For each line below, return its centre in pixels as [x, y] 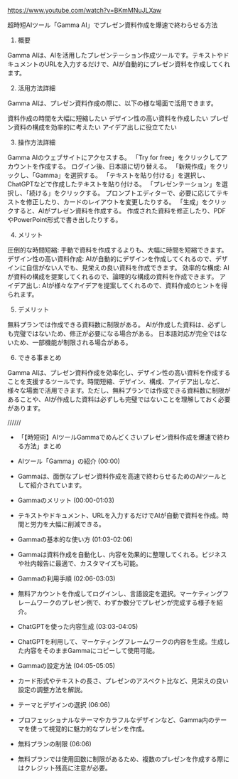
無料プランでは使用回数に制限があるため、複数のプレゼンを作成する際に [123, 759]
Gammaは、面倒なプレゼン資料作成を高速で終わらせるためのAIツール [119, 476]
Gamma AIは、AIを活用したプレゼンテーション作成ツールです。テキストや [115, 55]
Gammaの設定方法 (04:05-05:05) [66, 666]
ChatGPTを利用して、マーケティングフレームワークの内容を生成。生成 [120, 642]
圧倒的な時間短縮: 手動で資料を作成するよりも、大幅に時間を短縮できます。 [118, 250]
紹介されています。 [58, 485]
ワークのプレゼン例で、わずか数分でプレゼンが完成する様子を [126, 603]
